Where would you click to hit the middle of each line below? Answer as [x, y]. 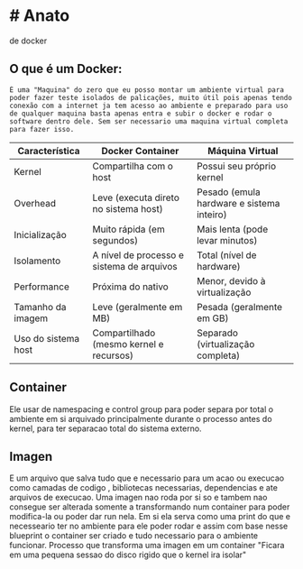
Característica [49, 151]
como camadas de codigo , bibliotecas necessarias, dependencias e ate [143, 488]
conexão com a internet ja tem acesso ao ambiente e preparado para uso [149, 106]
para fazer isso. [42, 129]
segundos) [115, 240]
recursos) [113, 355]
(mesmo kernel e [128, 344]
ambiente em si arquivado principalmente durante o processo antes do [141, 418]
